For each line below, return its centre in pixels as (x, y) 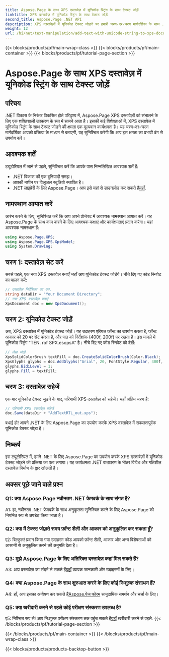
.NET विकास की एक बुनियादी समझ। (43, 176)
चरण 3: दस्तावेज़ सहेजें (32, 387)
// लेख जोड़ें (16, 352)
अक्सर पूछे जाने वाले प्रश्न (34, 484)
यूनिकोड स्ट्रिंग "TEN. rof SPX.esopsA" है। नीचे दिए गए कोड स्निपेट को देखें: (70, 343)
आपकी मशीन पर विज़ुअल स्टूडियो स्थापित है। (48, 182)
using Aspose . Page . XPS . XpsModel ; (40, 242)
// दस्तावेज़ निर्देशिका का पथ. (28, 290)
